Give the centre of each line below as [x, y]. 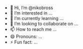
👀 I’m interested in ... [31, 13]
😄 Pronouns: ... [26, 36]
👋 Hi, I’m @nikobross [31, 8]
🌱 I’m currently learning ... [37, 18]
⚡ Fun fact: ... [24, 42]
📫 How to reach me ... [33, 29]
